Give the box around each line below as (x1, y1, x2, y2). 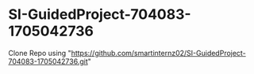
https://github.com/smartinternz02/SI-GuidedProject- (71, 48, 246, 57)
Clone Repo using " (8, 48, 71, 57)
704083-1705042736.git (8, 57, 89, 66)
